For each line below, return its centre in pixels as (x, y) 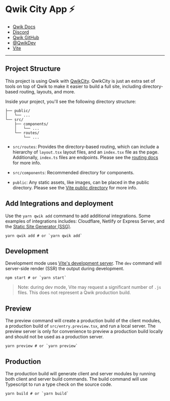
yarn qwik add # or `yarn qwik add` (44, 236)
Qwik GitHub (26, 37)
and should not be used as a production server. (54, 337)
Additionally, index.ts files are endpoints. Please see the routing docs (85, 157)
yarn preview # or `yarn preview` (42, 346)
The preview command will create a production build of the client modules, (83, 321)
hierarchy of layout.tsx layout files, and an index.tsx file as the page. (86, 152)
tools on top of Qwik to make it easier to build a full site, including (73, 86)
